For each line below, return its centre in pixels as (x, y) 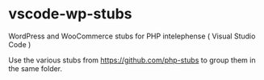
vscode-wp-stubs (70, 14)
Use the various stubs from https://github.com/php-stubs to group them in (132, 60)
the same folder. (36, 68)
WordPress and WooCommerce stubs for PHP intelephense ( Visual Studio (132, 36)
